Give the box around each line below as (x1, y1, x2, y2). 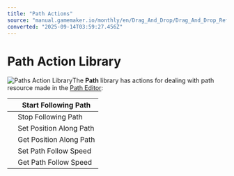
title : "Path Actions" (7, 10, 73, 17)
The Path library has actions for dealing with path (72, 76, 214, 85)
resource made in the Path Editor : (7, 84, 103, 92)
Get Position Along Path (17, 135, 95, 145)
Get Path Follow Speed (17, 158, 93, 168)
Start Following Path (22, 101, 91, 110)
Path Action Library (7, 53, 122, 69)
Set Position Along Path (17, 124, 95, 133)
